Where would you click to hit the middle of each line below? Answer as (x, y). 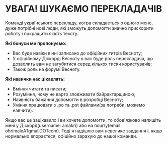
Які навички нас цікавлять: (35, 79)
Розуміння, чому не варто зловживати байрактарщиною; (74, 94)
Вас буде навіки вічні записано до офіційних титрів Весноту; (77, 53)
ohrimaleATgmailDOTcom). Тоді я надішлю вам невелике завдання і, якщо (84, 131)
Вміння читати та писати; (39, 88)
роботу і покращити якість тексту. (42, 33)
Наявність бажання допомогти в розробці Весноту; (68, 100)
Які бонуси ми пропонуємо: (36, 43)
